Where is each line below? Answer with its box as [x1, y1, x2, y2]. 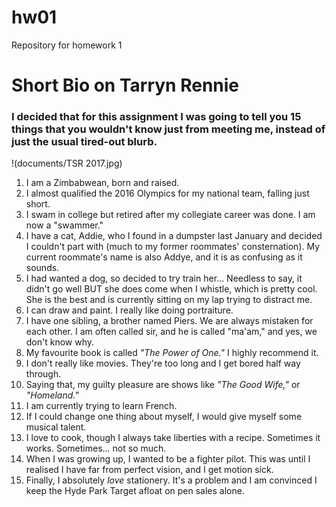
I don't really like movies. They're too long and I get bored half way [25, 357, 301, 370]
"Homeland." [25, 389, 79, 401]
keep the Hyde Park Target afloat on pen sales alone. [25, 485, 245, 497]
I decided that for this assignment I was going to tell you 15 [11, 110, 302, 124]
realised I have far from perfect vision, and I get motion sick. [25, 464, 274, 476]
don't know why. [25, 336, 95, 348]
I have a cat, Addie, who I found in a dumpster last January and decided [25, 230, 323, 242]
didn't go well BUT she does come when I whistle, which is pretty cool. [25, 283, 318, 295]
